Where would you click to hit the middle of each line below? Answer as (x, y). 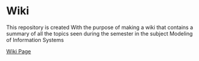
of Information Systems (35, 40)
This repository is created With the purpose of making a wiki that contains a (100, 27)
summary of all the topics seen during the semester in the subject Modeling (99, 33)
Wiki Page (19, 51)
